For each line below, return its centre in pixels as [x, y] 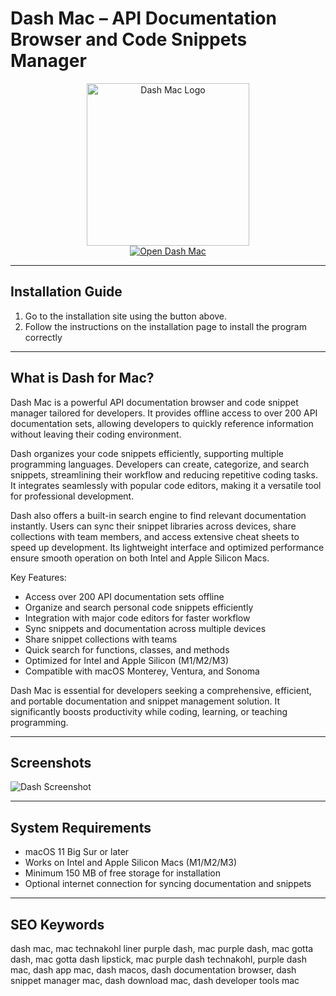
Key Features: [38, 577]
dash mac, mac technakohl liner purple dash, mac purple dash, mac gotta [162, 948]
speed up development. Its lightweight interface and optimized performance [167, 547]
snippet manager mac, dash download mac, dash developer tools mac [155, 980]
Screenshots [51, 762]
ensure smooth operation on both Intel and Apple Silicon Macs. [140, 558]
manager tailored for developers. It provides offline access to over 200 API [164, 413]
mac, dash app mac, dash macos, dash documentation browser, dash [153, 970]
